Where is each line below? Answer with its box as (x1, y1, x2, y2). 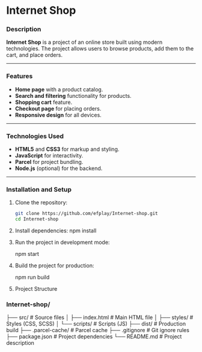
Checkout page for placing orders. (14, 105, 102, 112)
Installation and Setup (6, 186, 72, 193)
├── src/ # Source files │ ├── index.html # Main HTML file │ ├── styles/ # (6, 314, 194, 321)
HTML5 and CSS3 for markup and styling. (14, 145, 120, 153)
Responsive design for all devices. (14, 111, 102, 118)
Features (6, 72, 33, 80)
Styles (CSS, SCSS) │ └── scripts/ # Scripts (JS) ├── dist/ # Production (6, 320, 186, 327)
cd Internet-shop (14, 216, 59, 222)
